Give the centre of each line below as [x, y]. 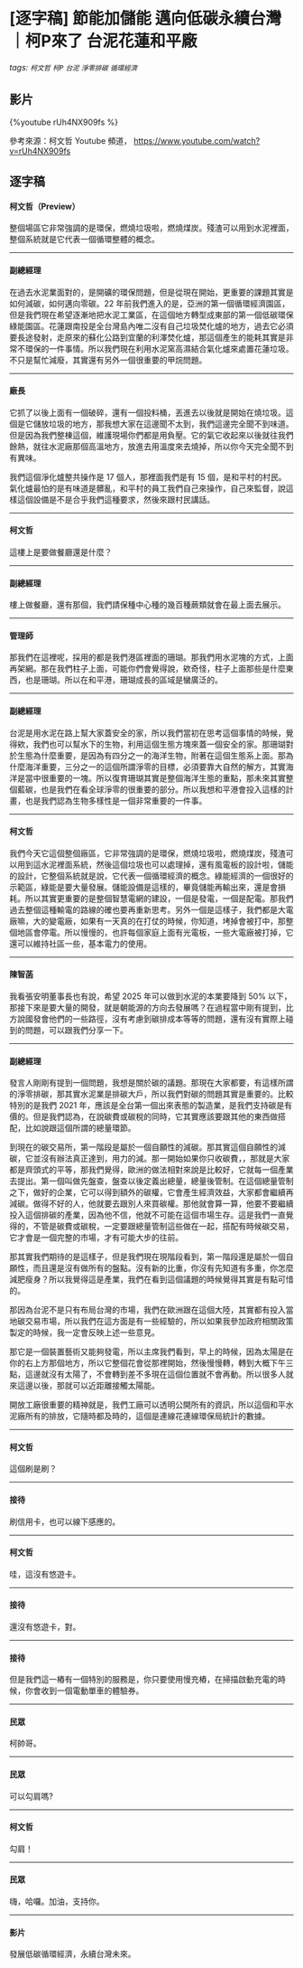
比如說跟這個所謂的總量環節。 [80, 1128]
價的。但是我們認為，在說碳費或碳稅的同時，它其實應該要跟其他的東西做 [143, 1116]
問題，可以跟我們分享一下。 [76, 1031]
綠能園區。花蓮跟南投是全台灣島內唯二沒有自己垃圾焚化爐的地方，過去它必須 [151, 325]
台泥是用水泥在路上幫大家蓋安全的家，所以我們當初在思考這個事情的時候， [147, 732]
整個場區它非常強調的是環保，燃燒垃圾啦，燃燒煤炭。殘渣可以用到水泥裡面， [151, 228]
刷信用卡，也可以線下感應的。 [64, 1521]
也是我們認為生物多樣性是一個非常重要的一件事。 [116, 800]
